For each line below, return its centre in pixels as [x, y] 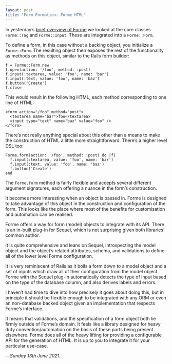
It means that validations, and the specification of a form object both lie [81, 318]
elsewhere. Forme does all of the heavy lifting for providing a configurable [83, 335]
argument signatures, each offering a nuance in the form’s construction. [81, 188]
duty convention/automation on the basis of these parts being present [79, 329]
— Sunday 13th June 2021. [33, 356]
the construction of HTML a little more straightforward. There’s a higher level [86, 140]
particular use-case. [27, 346]
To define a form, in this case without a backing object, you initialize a [79, 45]
